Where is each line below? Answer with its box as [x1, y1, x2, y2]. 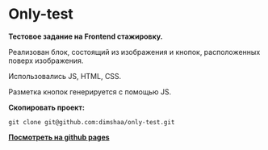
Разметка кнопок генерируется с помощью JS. [8, 86, 172, 97]
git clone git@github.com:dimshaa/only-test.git [8, 118, 175, 126]
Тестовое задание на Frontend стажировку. [8, 31, 163, 41]
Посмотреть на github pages [8, 132, 111, 142]
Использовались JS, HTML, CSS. [8, 71, 122, 81]
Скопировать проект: [8, 102, 85, 112]
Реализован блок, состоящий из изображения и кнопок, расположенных [8, 47, 261, 56]
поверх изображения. [8, 56, 84, 65]
